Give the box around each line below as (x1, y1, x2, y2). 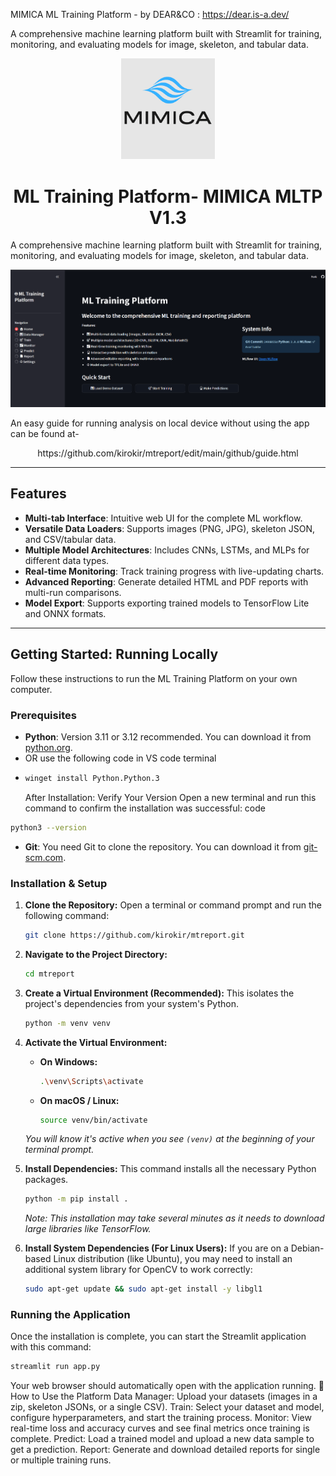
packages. (24, 1174, 69, 1186)
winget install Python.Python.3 (24, 773, 160, 783)
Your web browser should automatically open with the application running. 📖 (10, 1380, 325, 1392)
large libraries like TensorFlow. (24, 1223, 152, 1235)
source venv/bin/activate (39, 1115, 148, 1125)
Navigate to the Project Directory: (24, 948, 168, 960)
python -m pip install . (24, 1194, 129, 1204)
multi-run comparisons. (24, 586, 122, 598)
